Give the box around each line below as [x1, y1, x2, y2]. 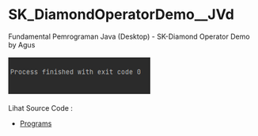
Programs [19, 119, 52, 128]
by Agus [8, 40, 36, 49]
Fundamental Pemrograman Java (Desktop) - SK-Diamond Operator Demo [8, 32, 251, 41]
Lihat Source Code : [8, 103, 74, 112]
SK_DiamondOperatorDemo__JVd [8, 6, 235, 24]
